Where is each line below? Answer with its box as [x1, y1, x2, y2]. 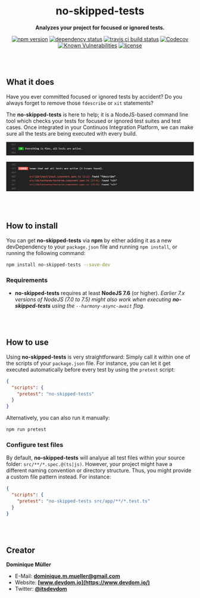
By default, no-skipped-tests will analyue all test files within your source [6, 454, 185, 461]
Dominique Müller [6, 561, 52, 568]
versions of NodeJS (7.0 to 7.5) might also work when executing [14, 296, 171, 303]
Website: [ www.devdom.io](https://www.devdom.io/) [14, 579, 150, 586]
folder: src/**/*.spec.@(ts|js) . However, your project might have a [6, 461, 173, 468]
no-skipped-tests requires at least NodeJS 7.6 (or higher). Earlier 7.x [14, 289, 185, 296]
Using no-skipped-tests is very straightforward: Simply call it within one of [6, 353, 190, 360]
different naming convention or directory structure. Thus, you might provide [6, 467, 192, 474]
